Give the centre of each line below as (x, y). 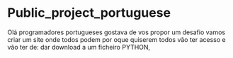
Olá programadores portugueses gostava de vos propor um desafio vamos (116, 32)
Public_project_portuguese (89, 13)
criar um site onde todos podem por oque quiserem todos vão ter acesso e (116, 39)
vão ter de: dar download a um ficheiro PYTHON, (79, 47)
